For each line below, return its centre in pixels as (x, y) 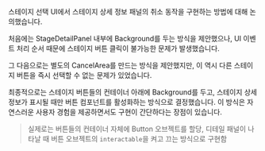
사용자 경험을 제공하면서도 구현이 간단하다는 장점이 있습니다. (129, 112)
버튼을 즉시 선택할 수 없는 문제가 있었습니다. (84, 75)
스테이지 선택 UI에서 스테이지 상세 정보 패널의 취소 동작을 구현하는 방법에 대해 (128, 12)
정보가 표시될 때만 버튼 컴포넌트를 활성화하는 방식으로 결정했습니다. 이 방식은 (127, 102)
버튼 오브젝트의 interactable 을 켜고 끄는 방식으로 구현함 (139, 139)
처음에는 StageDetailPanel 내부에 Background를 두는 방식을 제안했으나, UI (125, 39)
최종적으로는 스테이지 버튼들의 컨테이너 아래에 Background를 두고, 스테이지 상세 (133, 92)
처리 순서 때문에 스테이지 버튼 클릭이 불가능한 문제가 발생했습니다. (118, 48)
